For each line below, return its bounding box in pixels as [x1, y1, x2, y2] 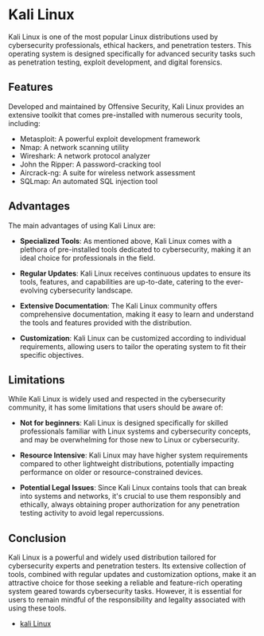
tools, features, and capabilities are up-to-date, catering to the [19, 277, 225, 286]
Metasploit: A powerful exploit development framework [19, 134, 200, 143]
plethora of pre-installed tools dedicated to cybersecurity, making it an [19, 245, 251, 254]
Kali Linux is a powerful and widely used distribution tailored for [8, 552, 217, 563]
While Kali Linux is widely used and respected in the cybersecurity [8, 395, 226, 404]
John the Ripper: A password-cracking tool [19, 159, 161, 169]
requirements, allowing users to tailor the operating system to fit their [19, 341, 247, 351]
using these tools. [8, 603, 67, 613]
